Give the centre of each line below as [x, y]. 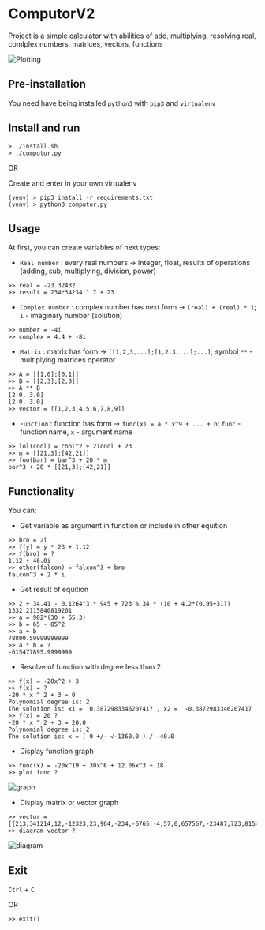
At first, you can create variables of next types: [84, 247]
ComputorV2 [52, 14]
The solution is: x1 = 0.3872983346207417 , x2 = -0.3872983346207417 [130, 709]
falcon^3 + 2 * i [37, 575]
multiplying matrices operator [67, 360]
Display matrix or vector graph [69, 803]
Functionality [41, 491]
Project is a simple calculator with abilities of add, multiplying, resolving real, [132, 36]
